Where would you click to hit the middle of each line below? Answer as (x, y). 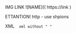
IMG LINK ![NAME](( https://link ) (38, 7)
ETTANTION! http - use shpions (37, 16)
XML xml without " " (29, 26)
